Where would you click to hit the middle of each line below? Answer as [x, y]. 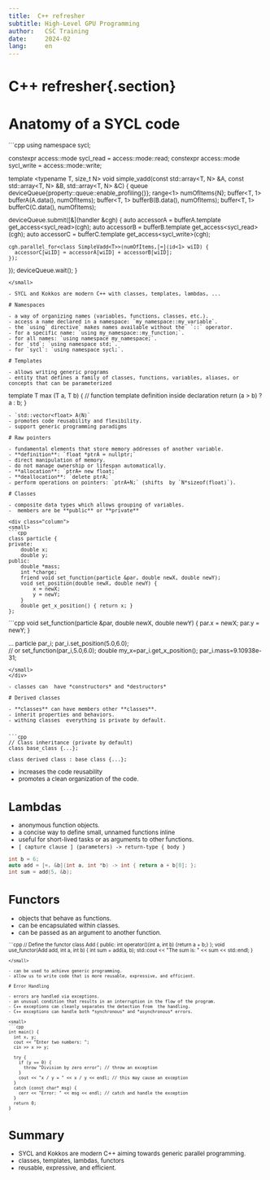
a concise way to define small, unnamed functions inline [97, 833]
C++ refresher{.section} [92, 87]
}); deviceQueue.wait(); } [43, 270]
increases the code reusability [61, 772]
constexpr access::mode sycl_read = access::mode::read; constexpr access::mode [124, 158]
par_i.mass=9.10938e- [230, 651]
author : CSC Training [49, 31]
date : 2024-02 [39, 39]
